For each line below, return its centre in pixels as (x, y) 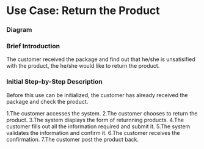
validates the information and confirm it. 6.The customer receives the (93, 133)
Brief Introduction (33, 46)
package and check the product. (47, 101)
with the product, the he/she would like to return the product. (83, 66)
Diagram (19, 30)
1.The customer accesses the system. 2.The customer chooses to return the (102, 113)
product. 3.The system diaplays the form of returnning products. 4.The (95, 120)
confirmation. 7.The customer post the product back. (73, 139)
